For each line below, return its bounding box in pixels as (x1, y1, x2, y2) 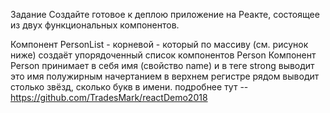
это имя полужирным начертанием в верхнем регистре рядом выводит (10, 70, 320, 82)
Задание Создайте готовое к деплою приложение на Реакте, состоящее (10, 9, 320, 20)
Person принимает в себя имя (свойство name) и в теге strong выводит (10, 60, 315, 71)
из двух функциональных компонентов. (10, 19, 180, 31)
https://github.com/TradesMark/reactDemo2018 (10, 92, 208, 103)
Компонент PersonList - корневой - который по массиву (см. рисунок (10, 39, 309, 50)
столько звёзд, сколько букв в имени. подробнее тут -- (10, 81, 249, 93)
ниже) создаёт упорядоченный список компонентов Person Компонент (10, 49, 317, 61)
